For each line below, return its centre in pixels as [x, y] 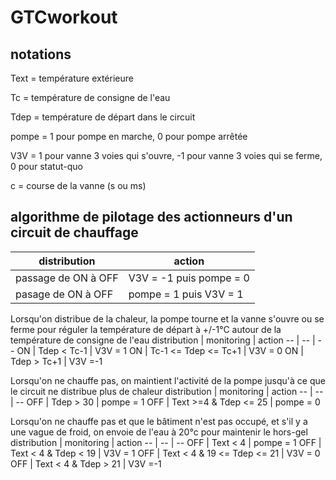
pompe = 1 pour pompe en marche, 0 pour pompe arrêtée [129, 136]
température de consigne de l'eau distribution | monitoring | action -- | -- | [163, 340]
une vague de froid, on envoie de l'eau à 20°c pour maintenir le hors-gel [159, 432]
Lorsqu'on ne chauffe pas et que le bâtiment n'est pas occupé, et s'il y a [159, 421]
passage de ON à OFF [67, 278]
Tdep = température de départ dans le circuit [103, 117]
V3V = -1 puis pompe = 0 [189, 278]
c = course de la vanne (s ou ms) [78, 185]
